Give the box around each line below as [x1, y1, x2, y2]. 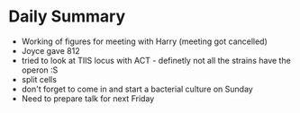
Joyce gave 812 [21, 45, 80, 56]
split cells [21, 74, 58, 84]
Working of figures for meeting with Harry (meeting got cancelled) [21, 36, 268, 47]
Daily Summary [8, 6, 126, 27]
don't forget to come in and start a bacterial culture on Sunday [21, 83, 253, 94]
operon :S [21, 65, 59, 75]
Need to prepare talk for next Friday [21, 92, 155, 104]
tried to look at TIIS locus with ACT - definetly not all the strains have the [21, 55, 292, 65]
